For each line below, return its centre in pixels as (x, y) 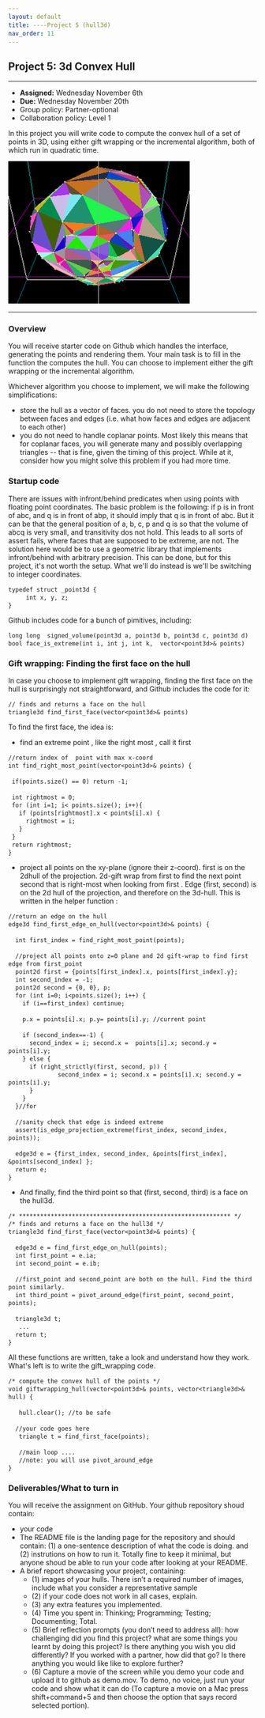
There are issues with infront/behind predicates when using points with (124, 498)
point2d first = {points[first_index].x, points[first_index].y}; (127, 972)
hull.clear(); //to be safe (65, 1413)
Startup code (34, 481)
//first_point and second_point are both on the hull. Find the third (134, 1280)
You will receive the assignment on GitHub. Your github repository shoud (126, 1505)
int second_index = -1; (54, 980)
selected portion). (60, 1705)
